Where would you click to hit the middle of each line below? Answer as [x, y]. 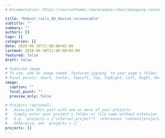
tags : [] [14, 37]
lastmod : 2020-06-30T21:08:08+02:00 [42, 51]
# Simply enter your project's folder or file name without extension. [82, 114]
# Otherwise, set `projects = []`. [44, 124]
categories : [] [21, 42]
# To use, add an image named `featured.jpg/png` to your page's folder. [82, 73]
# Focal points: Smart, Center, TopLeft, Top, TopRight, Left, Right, [79, 78]
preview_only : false [30, 96]
